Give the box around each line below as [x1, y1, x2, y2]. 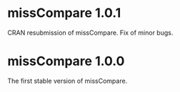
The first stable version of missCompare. [7, 76, 128, 85]
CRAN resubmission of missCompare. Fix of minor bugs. [7, 28, 174, 37]
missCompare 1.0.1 [7, 5, 121, 21]
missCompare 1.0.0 [7, 53, 125, 69]
